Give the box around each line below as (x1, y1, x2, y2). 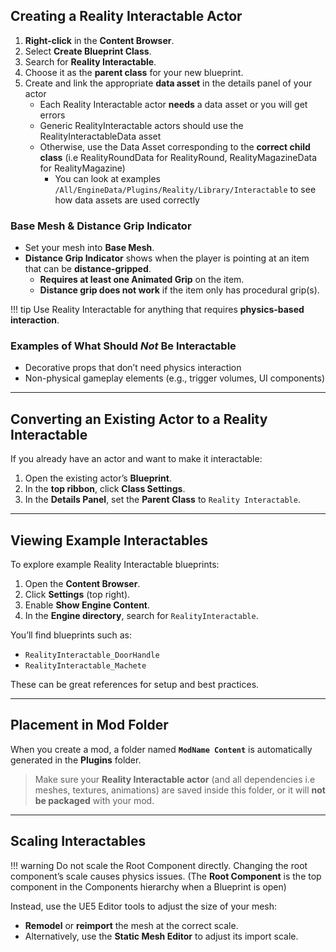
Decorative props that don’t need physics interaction (24, 362, 242, 374)
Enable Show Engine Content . (24, 599, 151, 611)
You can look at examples (54, 172, 161, 184)
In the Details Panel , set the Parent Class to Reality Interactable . (24, 494, 301, 506)
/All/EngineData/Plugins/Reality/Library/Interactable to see (54, 183, 317, 195)
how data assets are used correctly (54, 194, 200, 206)
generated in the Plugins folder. (10, 754, 142, 766)
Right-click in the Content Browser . (24, 34, 175, 46)
